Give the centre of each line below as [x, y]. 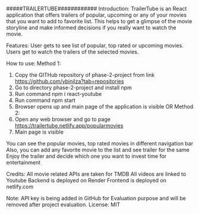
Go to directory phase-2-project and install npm [73, 88]
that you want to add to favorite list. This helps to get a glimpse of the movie [99, 21]
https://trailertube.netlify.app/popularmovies [69, 125]
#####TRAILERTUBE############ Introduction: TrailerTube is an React [97, 9]
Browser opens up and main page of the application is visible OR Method [104, 106]
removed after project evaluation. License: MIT [63, 204]
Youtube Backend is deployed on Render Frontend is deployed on [86, 180]
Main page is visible [39, 132]
